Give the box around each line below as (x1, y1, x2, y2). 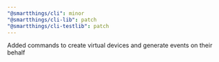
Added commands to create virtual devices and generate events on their (7, 42, 213, 50)
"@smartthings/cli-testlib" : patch (7, 22, 109, 29)
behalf (7, 48, 25, 57)
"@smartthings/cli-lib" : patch (7, 16, 97, 23)
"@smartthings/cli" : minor (7, 10, 85, 17)
